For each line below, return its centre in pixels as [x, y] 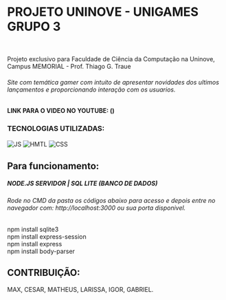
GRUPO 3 [34, 26]
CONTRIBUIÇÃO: [44, 273]
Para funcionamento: [53, 166]
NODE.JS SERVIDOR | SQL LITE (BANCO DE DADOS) [82, 184]
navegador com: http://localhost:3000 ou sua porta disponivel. [97, 208]
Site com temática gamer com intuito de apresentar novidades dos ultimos [113, 82]
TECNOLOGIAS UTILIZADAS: [56, 129]
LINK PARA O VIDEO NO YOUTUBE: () [61, 111]
